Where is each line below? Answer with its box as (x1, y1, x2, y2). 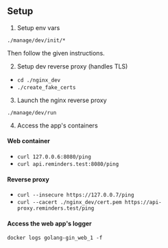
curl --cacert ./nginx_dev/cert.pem (16, 199, 122, 206)
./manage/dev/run (7, 109, 57, 116)
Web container (7, 137, 50, 145)
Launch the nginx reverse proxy (16, 96, 108, 104)
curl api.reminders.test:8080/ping (16, 161, 119, 168)
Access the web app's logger (7, 219, 93, 227)
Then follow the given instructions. (7, 49, 105, 57)
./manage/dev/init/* (7, 37, 67, 44)
